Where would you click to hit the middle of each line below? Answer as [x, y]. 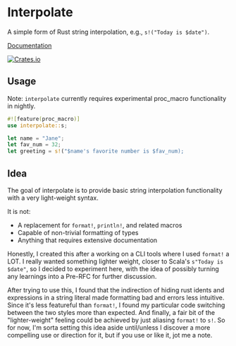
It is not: [19, 211]
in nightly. [21, 106]
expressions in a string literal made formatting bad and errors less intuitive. [116, 297]
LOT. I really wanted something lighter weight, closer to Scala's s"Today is [116, 261]
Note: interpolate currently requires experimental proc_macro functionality [117, 98]
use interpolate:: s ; [38, 125]
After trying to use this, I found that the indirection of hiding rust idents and [116, 290]
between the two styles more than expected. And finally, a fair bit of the [111, 312]
